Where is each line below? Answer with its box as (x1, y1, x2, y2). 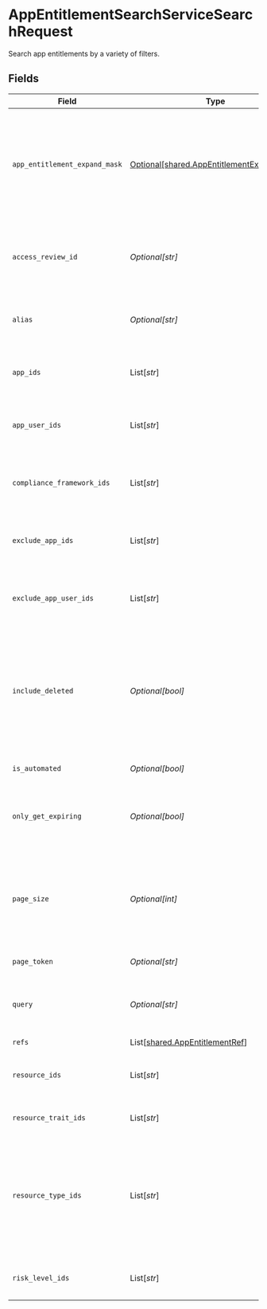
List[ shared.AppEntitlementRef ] (130, 1037, 248, 1048)
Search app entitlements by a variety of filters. (8, 49, 161, 58)
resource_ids (12, 1070, 62, 1080)
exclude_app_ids (12, 536, 74, 545)
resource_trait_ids (12, 1113, 86, 1122)
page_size (12, 894, 49, 903)
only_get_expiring (12, 811, 82, 821)
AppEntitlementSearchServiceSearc (8, 6, 253, 24)
